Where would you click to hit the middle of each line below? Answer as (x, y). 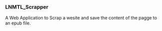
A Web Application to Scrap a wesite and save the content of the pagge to (81, 18)
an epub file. (18, 23)
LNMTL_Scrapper (27, 7)
